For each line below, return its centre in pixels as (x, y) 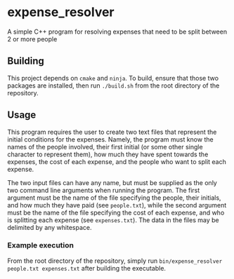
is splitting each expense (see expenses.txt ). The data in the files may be (113, 220)
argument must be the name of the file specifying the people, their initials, (114, 198)
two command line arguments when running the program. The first (104, 190)
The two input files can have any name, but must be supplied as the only (112, 182)
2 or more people (32, 39)
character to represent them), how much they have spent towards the (108, 154)
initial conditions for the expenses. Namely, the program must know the (110, 139)
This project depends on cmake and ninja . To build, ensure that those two (113, 78)
